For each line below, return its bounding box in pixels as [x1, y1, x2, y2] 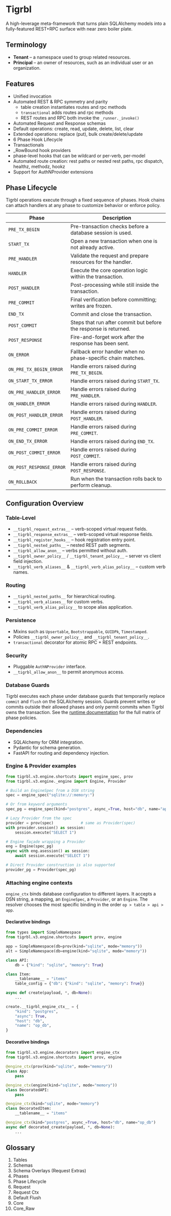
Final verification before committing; [71, 296, 157, 303]
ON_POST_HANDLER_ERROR [8, 412, 63, 418]
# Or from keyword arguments [6, 802, 67, 807]
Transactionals [13, 141, 44, 148]
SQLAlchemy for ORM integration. [13, 739, 84, 745]
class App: [6, 1069, 29, 1074]
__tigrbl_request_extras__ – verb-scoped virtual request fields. [13, 526, 148, 532]
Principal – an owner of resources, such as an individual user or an [13, 60, 154, 66]
